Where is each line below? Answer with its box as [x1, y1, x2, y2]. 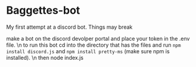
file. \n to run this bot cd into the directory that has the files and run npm [6, 41, 181, 48]
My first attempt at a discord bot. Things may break [6, 23, 133, 31]
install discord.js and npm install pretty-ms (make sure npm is [6, 47, 170, 54]
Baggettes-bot [6, 4, 81, 17]
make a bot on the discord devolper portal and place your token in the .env [6, 35, 190, 42]
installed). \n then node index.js [6, 54, 84, 61]
